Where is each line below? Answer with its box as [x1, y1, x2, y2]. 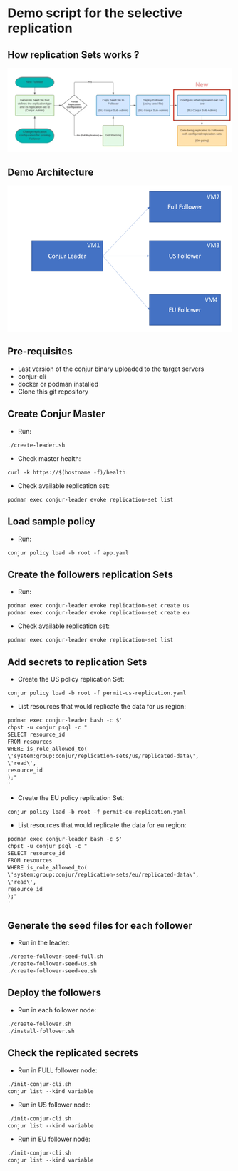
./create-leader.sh [7, 442, 66, 449]
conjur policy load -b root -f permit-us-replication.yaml [7, 689, 187, 697]
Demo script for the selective [7, 5, 183, 21]
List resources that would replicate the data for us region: [17, 702, 187, 711]
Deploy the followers [7, 987, 102, 999]
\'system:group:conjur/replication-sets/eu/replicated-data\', [7, 872, 200, 879]
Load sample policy [7, 516, 96, 528]
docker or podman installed [17, 379, 99, 388]
